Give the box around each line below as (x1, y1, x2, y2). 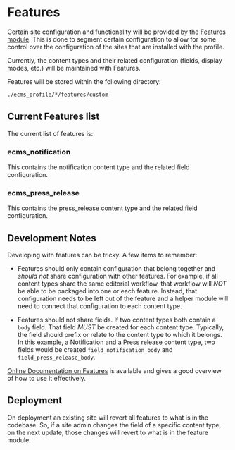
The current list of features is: (7, 129, 94, 138)
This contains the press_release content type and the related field (7, 204, 198, 212)
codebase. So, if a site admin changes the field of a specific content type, (7, 420, 222, 429)
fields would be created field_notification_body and (17, 346, 173, 354)
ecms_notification (7, 147, 71, 157)
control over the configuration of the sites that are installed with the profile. (7, 42, 225, 51)
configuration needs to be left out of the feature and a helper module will (17, 294, 229, 303)
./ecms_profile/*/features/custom (7, 91, 109, 98)
